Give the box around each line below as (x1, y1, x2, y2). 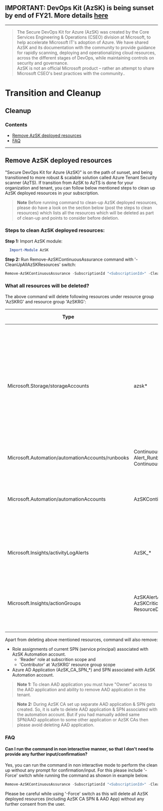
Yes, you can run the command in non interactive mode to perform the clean (5, 762, 158, 768)
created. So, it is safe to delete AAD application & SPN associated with (16, 706, 158, 712)
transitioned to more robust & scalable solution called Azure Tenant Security (5, 174, 157, 180)
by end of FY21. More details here (5, 12, 108, 20)
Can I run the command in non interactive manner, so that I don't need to (5, 746, 154, 752)
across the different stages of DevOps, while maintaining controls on (16, 55, 154, 60)
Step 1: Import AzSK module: (5, 238, 63, 244)
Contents (5, 121, 28, 128)
